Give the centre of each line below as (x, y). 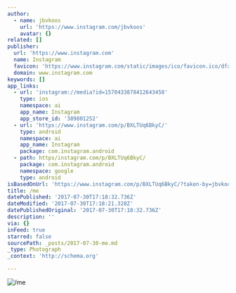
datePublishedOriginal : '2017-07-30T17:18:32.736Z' (84, 211)
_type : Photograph (34, 250)
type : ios (34, 99)
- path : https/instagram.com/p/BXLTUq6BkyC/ (80, 158)
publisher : (23, 46)
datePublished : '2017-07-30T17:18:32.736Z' (72, 197)
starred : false (29, 237)
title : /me (23, 191)
